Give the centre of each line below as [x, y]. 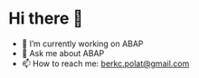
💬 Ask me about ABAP [63, 53]
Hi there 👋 [46, 19]
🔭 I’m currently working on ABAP [82, 44]
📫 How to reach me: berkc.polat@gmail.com [105, 63]
